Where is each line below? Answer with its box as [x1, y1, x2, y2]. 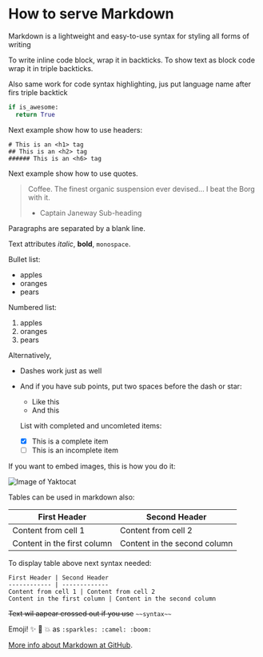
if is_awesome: [8, 103, 59, 111]
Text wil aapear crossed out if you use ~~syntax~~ [8, 608, 172, 618]
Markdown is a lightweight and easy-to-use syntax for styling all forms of [8, 31, 249, 41]
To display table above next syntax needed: [8, 558, 152, 567]
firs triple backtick [8, 87, 68, 97]
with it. [27, 193, 50, 202]
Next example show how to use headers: [8, 125, 142, 134]
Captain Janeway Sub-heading [39, 208, 142, 217]
